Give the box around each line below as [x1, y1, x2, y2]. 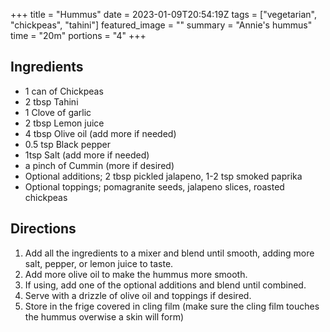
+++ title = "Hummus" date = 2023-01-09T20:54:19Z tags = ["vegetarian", [10, 9, 318, 20]
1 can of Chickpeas [24, 85, 104, 97]
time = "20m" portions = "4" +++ [10, 30, 147, 41]
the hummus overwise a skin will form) [24, 310, 185, 323]
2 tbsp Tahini [24, 95, 79, 108]
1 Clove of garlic [24, 106, 92, 118]
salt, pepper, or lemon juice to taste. [24, 257, 174, 269]
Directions [10, 220, 77, 238]
